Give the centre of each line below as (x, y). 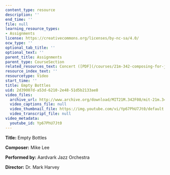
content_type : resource (30, 10)
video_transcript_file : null (40, 114)
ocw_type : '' (19, 43)
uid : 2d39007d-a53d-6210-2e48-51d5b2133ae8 (52, 90)
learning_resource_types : (32, 29)
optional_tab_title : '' (30, 48)
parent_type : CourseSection (35, 62)
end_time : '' (19, 19)
